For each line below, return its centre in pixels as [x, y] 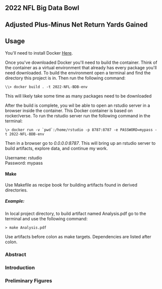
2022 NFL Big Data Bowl [42, 8]
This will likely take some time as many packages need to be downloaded [78, 96]
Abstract [16, 254]
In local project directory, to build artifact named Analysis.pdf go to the [76, 213]
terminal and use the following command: [46, 218]
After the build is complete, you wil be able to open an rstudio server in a [78, 105]
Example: [15, 201]
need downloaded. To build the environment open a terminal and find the [78, 73]
